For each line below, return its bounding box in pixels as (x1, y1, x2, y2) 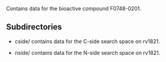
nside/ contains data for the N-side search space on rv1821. (14, 49, 161, 56)
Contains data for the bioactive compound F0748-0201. (6, 5, 142, 12)
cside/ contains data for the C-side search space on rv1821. (14, 38, 161, 45)
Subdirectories (6, 22, 62, 32)
